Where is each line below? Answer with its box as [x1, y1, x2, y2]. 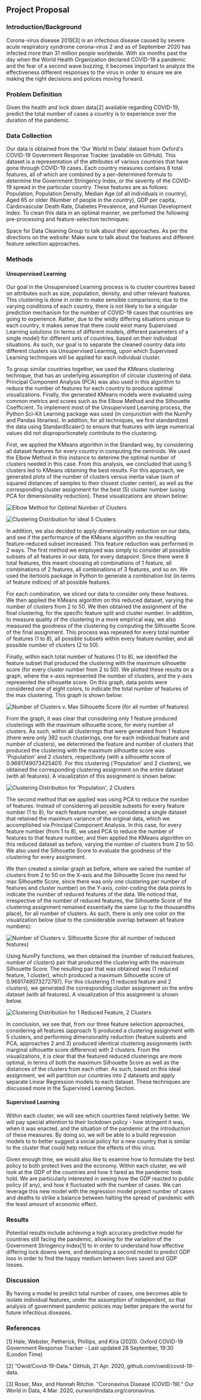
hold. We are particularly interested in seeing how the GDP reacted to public [6, 1175, 194, 1182]
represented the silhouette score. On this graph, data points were [6, 679, 168, 686]
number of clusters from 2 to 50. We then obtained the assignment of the [6, 603, 187, 610]
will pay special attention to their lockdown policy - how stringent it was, [6, 1118, 185, 1125]
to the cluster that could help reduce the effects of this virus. [6, 1144, 156, 1151]
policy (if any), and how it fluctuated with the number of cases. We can [6, 1181, 182, 1189]
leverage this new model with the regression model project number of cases [6, 1187, 195, 1195]
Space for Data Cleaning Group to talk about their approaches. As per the [6, 227, 188, 234]
